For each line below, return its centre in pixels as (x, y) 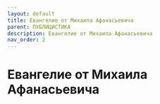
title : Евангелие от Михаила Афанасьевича (70, 20)
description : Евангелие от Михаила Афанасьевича (80, 33)
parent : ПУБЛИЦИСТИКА (39, 27)
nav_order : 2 (26, 40)
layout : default (31, 14)
